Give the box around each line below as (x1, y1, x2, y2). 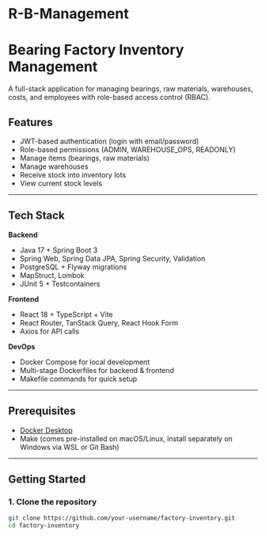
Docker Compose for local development (19, 357, 150, 367)
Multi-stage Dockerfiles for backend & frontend (19, 365, 174, 375)
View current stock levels (19, 178, 103, 188)
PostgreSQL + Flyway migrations (19, 262, 127, 272)
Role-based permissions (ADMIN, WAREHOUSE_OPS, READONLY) (19, 144, 236, 154)
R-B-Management (8, 5, 129, 23)
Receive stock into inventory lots (19, 169, 127, 179)
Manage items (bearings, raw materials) (19, 153, 150, 162)
